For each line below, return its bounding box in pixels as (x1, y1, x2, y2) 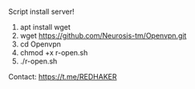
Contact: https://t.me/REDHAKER (8, 72, 117, 81)
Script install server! (8, 7, 75, 16)
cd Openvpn (19, 39, 62, 49)
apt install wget (19, 22, 71, 31)
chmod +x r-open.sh (19, 48, 88, 57)
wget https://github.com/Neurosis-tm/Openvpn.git (19, 31, 187, 40)
